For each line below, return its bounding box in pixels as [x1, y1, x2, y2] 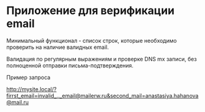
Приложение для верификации [6, 4, 175, 18]
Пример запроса [6, 73, 51, 81]
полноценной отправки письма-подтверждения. [6, 62, 133, 69]
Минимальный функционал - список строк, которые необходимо [6, 37, 177, 44]
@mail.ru [6, 99, 29, 106]
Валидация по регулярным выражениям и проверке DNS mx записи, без [6, 55, 197, 62]
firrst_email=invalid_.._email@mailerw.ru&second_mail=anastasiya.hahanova [6, 92, 199, 99]
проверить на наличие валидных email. [6, 43, 109, 51]
